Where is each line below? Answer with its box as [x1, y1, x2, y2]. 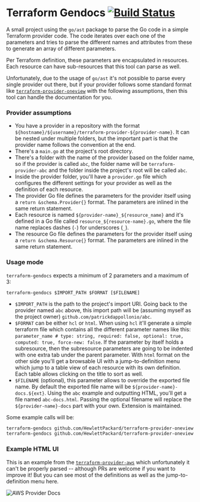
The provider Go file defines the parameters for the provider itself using [14, 192, 191, 199]
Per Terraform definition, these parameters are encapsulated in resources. [6, 56, 189, 63]
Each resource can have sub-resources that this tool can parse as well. [6, 63, 181, 70]
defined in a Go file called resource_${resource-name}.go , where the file [14, 217, 191, 225]
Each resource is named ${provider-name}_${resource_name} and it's [14, 211, 184, 219]
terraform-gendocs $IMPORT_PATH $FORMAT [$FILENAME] [6, 289, 140, 296]
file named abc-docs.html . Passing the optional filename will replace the [14, 395, 192, 403]
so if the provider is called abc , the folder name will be [14, 161, 147, 168]
